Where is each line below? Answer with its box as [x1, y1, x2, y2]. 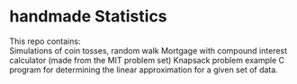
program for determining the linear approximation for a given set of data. [9, 64, 279, 75]
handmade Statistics [9, 6, 168, 27]
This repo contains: [9, 36, 81, 46]
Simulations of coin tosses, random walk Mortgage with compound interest [9, 45, 288, 55]
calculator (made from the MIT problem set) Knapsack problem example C [9, 55, 285, 65]
